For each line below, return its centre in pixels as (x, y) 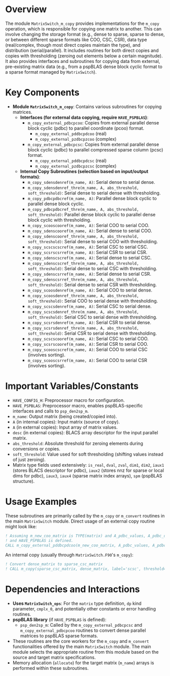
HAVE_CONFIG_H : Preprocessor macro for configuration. (69, 400)
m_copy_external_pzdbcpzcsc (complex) (76, 166)
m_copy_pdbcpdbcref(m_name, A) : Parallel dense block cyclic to (92, 198)
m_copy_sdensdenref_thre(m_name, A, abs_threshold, (83, 188)
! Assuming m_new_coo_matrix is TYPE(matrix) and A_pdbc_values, (75, 536)
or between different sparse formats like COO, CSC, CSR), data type (76, 40)
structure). (24, 481)
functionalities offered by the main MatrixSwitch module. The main (82, 647)
